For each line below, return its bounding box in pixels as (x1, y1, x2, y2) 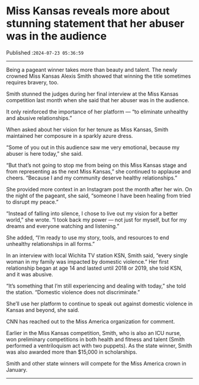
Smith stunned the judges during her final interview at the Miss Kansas (6, 90, 179, 97)
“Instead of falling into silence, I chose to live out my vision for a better (6, 210, 178, 217)
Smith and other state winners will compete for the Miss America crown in (6, 359, 187, 367)
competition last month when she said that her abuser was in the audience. (6, 96, 190, 103)
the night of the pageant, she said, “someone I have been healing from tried (6, 192, 191, 199)
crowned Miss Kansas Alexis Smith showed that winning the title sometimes (6, 72, 191, 80)
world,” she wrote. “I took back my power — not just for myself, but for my (6, 216, 187, 223)
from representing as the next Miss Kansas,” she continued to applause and (6, 168, 191, 175)
